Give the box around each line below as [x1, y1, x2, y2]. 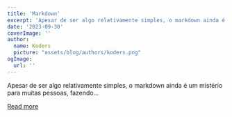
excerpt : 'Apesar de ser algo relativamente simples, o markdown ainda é [7, 17, 226, 24]
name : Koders [13, 42, 51, 49]
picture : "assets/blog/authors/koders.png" [13, 49, 141, 56]
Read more [7, 102, 39, 110]
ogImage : [7, 56, 33, 63]
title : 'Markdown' [7, 10, 60, 17]
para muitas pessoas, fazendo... [7, 88, 99, 97]
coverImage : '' [7, 29, 51, 37]
